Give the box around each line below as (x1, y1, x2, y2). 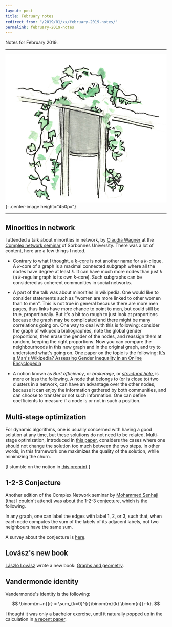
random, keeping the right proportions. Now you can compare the (12, 339, 152, 345)
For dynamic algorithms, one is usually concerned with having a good (5, 427, 152, 433)
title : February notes (5, 13, 54, 19)
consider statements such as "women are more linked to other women (12, 295, 161, 301)
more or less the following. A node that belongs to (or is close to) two (12, 376, 159, 382)
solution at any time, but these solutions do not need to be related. (5, 432, 145, 438)
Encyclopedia (12, 360, 42, 367)
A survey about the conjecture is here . (5, 533, 86, 540)
